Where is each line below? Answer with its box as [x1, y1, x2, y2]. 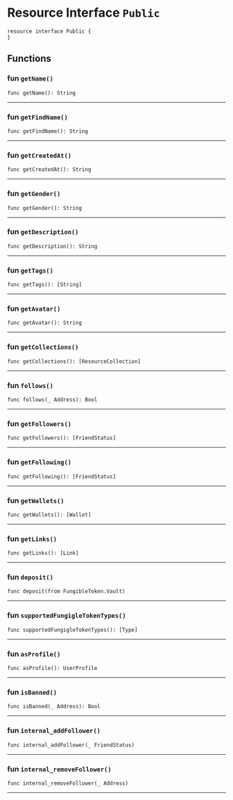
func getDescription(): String [7, 243, 98, 250]
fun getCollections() [7, 342, 79, 352]
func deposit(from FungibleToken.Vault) [7, 588, 126, 595]
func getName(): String [7, 89, 76, 97]
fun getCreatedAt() [7, 150, 71, 160]
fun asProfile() [7, 648, 61, 658]
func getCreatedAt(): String [7, 166, 92, 173]
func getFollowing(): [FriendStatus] [7, 473, 116, 480]
